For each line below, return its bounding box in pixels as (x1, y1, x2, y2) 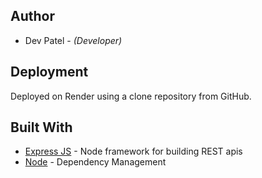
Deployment (10, 64, 89, 81)
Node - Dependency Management (24, 156, 167, 168)
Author (10, 8, 55, 25)
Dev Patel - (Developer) (24, 34, 123, 46)
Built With (10, 119, 73, 136)
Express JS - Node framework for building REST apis (24, 145, 243, 158)
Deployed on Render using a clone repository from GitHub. (10, 90, 252, 102)
